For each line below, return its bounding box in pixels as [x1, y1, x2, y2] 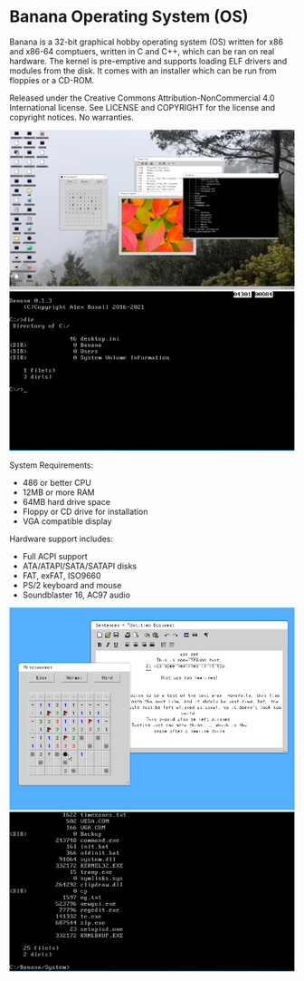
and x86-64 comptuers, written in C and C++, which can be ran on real [9, 45, 275, 56]
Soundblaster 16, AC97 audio [22, 589, 131, 600]
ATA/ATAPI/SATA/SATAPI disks [22, 560, 138, 572]
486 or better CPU [22, 478, 92, 489]
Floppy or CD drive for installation [22, 506, 148, 518]
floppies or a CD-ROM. [9, 74, 95, 85]
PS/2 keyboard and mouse [22, 580, 122, 591]
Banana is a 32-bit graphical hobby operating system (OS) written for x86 [9, 36, 283, 47]
